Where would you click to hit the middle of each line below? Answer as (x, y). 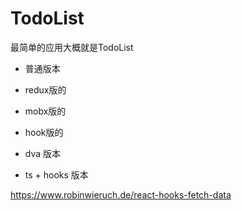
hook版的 (44, 132)
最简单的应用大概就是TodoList (72, 47)
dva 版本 (43, 153)
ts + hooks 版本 (56, 174)
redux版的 (45, 89)
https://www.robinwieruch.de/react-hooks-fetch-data (121, 194)
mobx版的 (45, 111)
